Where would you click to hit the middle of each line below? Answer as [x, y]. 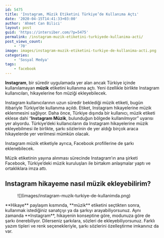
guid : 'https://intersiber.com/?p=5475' [47, 32]
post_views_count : [24, 42]
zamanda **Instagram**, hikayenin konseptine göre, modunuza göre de [78, 215]
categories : [17, 55]
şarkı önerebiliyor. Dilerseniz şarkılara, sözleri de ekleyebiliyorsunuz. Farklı [80, 220]
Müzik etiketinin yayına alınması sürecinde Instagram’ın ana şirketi [71, 158]
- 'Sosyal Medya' [32, 60]
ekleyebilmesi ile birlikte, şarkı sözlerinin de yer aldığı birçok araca [72, 129]
